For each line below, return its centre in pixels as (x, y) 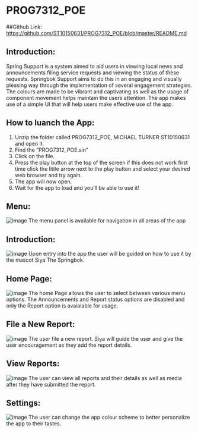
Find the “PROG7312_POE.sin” (51, 150)
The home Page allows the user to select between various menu (107, 293)
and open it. (29, 143)
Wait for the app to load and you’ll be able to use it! (77, 187)
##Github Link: (24, 27)
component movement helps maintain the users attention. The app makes (96, 98)
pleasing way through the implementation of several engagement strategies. (99, 85)
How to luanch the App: (50, 123)
